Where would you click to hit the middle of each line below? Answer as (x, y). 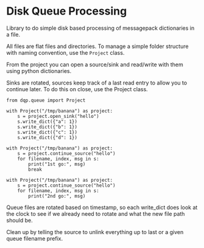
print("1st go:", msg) (57, 164)
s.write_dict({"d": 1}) (47, 137)
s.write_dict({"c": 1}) (47, 132)
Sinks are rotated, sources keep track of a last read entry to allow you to (97, 83)
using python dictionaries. (39, 71)
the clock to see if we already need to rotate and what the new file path (96, 213)
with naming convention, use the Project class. (65, 52)
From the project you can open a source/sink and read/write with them (95, 64)
